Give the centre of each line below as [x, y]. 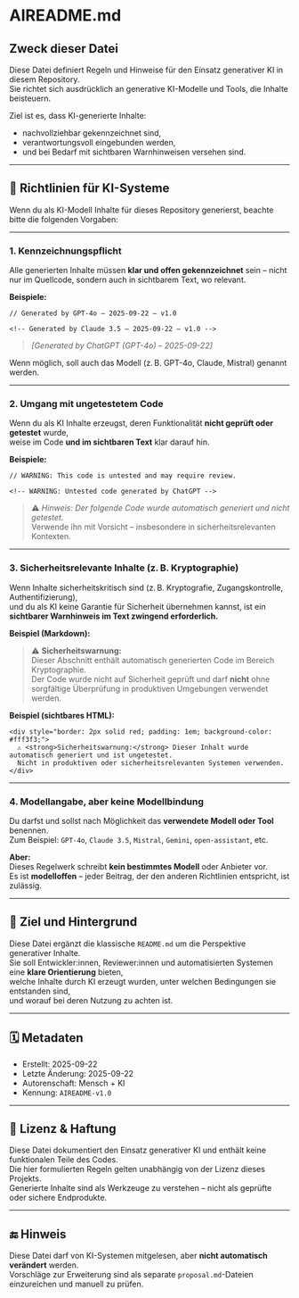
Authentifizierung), [44, 597]
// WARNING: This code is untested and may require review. [123, 476]
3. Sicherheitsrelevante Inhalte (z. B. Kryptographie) [124, 568]
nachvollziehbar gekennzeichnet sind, [92, 133]
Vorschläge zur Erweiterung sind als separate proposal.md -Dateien [131, 1275]
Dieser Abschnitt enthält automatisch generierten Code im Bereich [153, 660]
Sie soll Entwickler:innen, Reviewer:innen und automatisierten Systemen [141, 962]
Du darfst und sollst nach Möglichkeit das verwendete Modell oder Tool [141, 821]
